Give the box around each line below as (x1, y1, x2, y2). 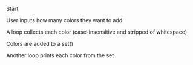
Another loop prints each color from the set (6, 52, 114, 59)
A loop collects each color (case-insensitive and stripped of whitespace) (6, 28, 188, 36)
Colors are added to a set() (6, 40, 74, 47)
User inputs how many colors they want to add (6, 17, 123, 23)
